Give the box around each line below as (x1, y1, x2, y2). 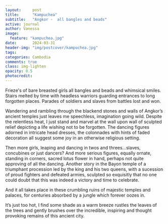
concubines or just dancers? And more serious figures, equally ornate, (5, 150, 152, 156)
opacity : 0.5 (5, 69, 33, 74)
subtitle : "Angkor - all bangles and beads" (5, 17, 107, 22)
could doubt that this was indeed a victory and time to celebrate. (5, 177, 140, 183)
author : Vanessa (5, 26, 39, 31)
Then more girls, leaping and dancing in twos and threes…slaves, (5, 144, 141, 151)
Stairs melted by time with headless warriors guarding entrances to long (5, 92, 155, 99)
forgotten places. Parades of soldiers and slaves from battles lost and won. (5, 98, 161, 104)
